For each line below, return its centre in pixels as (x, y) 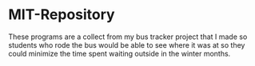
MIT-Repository (62, 15)
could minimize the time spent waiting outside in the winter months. (120, 53)
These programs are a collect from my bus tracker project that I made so (128, 37)
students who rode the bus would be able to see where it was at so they (127, 45)
